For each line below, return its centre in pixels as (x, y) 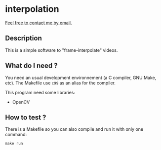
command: (16, 135)
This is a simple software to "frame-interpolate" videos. (61, 50)
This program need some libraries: (40, 92)
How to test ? (26, 117)
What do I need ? (31, 66)
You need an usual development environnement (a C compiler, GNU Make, (81, 77)
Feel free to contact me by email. (39, 23)
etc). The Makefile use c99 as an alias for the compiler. (60, 83)
